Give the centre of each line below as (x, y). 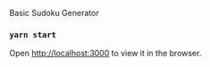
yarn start (33, 34)
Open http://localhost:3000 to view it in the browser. (105, 54)
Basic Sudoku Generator (55, 13)
